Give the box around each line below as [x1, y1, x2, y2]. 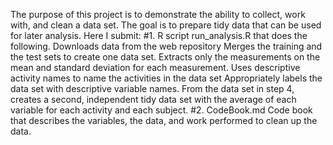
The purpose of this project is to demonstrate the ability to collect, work [10, 9, 306, 20]
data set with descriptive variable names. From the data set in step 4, [10, 83, 295, 94]
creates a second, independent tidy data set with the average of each [10, 94, 297, 105]
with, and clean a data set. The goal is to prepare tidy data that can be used [10, 19, 322, 31]
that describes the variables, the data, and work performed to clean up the [10, 115, 318, 126]
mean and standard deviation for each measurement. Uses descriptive [10, 62, 301, 73]
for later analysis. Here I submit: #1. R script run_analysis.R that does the [10, 30, 308, 41]
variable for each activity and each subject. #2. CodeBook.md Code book [10, 104, 313, 116]
